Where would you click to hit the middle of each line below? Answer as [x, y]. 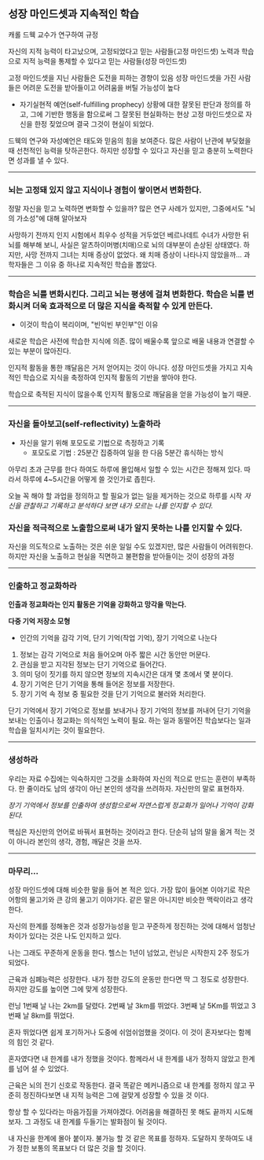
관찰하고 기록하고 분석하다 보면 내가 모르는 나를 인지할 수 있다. [118, 505]
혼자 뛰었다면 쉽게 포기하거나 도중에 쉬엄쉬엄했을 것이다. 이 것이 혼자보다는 [123, 1032]
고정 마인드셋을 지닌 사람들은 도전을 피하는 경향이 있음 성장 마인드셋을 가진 [123, 78]
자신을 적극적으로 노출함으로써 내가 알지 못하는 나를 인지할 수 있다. [125, 527]
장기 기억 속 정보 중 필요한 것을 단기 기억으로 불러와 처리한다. [113, 694]
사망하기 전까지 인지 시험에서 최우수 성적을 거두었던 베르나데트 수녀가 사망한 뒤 [129, 235]
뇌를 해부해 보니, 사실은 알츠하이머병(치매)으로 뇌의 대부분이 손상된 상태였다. [125, 245]
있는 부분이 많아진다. [40, 351]
